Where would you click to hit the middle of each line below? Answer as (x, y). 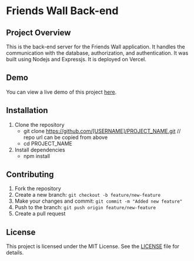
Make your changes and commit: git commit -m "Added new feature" (98, 201)
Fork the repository (38, 189)
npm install (36, 156)
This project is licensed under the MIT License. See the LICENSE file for (93, 246)
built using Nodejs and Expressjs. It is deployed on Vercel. (76, 59)
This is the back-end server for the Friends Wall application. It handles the (96, 47)
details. (15, 253)
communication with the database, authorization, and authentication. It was (97, 53)
